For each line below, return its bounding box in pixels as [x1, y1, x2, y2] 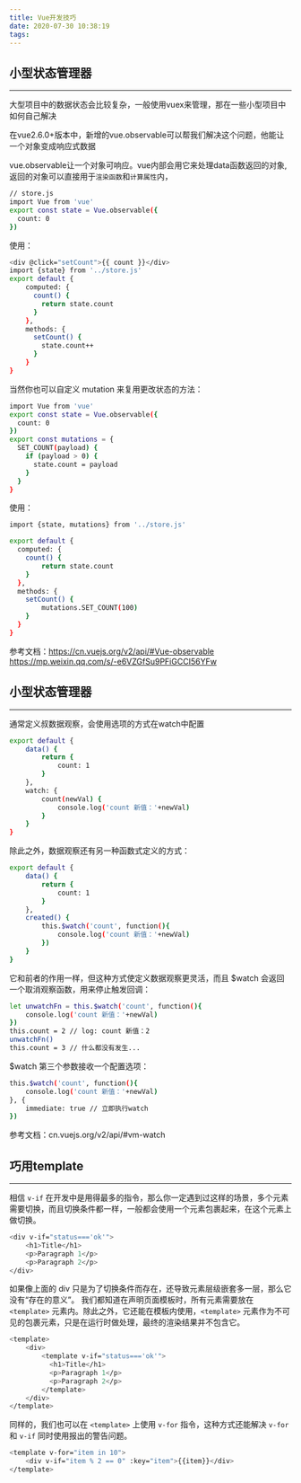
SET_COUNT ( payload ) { [17, 444, 99, 453]
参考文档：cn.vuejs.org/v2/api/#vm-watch [9, 1129, 166, 1141]
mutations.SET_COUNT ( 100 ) [41, 604, 139, 613]
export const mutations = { [9, 435, 115, 445]
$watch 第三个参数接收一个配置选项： [9, 1061, 150, 1072]
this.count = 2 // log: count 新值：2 [9, 1027, 150, 1036]
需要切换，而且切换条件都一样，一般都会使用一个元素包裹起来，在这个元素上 [9, 1204, 292, 1214]
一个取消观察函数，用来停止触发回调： [9, 984, 150, 994]
